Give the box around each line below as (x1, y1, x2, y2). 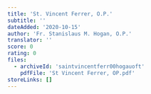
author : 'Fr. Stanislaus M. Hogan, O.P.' (7, 30, 132, 37)
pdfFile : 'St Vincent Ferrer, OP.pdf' (20, 69, 135, 76)
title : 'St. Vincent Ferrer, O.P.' (7, 10, 113, 18)
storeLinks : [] (7, 76, 53, 83)
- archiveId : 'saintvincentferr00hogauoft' (14, 63, 145, 70)
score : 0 (7, 43, 33, 50)
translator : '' (7, 37, 53, 44)
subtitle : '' (7, 17, 46, 24)
